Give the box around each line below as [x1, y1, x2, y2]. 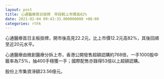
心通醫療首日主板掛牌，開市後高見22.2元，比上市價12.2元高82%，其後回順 [5, 35, 160, 41]
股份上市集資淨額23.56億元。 [5, 69, 65, 75]
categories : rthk [5, 21, 41, 26]
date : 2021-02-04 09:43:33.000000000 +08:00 [5, 16, 99, 21]
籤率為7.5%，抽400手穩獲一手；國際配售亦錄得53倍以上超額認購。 [5, 58, 143, 64]
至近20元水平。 [5, 41, 37, 47]
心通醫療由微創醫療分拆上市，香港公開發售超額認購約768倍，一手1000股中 [5, 52, 159, 58]
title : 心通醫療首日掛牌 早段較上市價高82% [5, 12, 87, 17]
